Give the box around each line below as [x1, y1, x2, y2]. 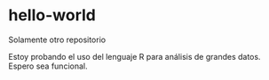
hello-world [8, 5, 97, 25]
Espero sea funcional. [8, 61, 88, 71]
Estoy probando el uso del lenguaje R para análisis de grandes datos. [8, 51, 261, 62]
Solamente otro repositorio [8, 34, 107, 45]
